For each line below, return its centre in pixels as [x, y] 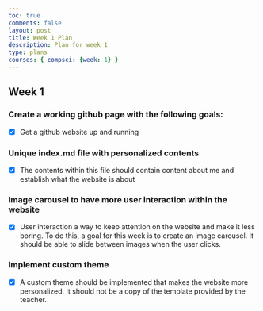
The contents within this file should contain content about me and [127, 170]
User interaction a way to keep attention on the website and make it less [137, 227]
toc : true [25, 15]
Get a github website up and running [79, 132]
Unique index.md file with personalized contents [104, 153]
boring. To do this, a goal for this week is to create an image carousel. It [137, 236]
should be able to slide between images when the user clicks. [120, 244]
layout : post [30, 30]
